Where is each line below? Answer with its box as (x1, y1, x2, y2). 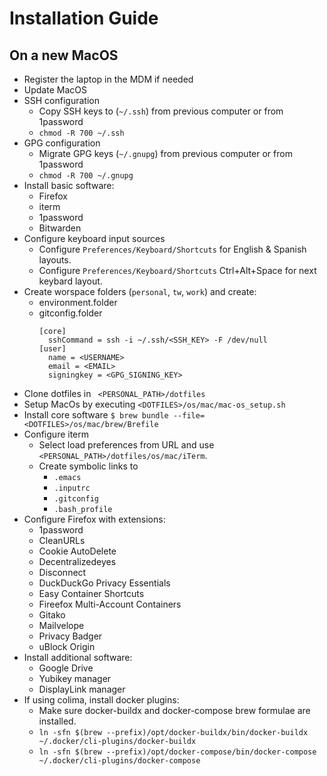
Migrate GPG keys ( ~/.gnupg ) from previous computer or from (38, 148, 293, 159)
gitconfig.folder (38, 307, 103, 319)
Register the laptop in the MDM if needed (23, 73, 194, 85)
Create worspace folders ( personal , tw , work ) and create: (23, 286, 257, 297)
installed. (38, 715, 77, 727)
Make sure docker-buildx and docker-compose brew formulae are (38, 705, 311, 716)
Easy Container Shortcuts (38, 588, 145, 599)
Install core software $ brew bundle (23, 409, 169, 421)
